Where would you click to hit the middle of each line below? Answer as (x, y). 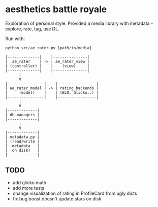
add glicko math (29, 182)
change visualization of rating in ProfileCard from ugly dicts (75, 193)
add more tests (28, 188)
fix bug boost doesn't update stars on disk (57, 198)
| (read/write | (22, 141)
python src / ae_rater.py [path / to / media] (49, 48)
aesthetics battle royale (56, 9)
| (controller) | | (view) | (48, 66)
